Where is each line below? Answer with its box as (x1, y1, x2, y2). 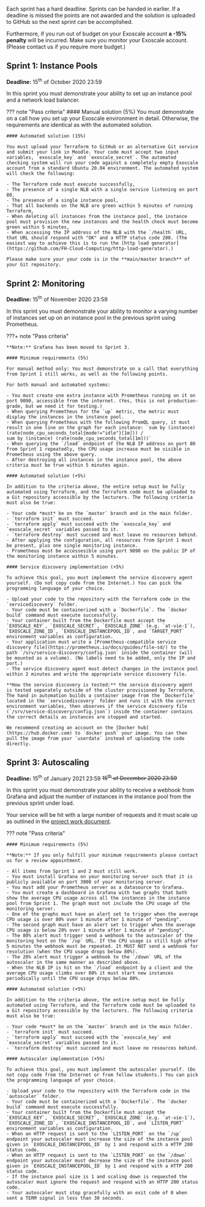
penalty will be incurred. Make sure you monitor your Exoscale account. (6, 37, 188, 43)
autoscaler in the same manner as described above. (6, 960, 141, 966)
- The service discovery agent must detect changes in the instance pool (6, 666, 199, 672)
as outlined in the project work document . (6, 818, 112, 825)
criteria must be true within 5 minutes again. (6, 462, 130, 468)
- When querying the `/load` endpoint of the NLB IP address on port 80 (6, 440, 196, 446)
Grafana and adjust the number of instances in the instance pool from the (6, 793, 192, 800)
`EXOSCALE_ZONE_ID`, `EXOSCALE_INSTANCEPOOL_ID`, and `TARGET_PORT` (6, 628, 185, 634)
